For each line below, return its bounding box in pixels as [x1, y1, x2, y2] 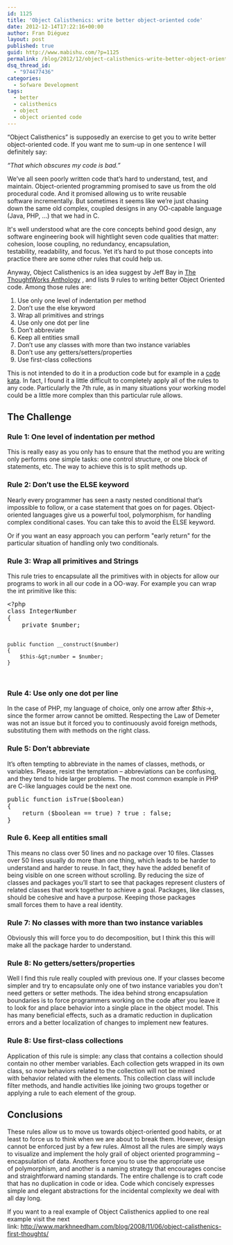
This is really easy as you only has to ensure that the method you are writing [7, 448, 225, 456]
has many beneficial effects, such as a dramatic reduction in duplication [7, 1011, 213, 1020]
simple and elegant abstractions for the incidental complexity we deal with [7, 1187, 220, 1195]
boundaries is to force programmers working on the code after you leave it [7, 996, 221, 1005]
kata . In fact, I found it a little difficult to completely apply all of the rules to [7, 376, 220, 385]
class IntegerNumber [7, 607, 78, 615]
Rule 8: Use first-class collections [7, 1036, 123, 1045]
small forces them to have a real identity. [7, 900, 123, 908]
